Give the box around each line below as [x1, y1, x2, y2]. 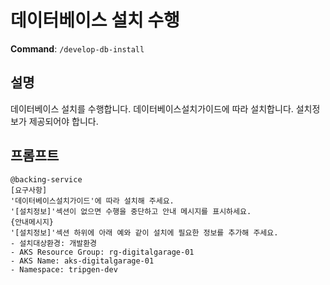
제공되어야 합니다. [28, 115, 99, 127]
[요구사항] [10, 185, 48, 195]
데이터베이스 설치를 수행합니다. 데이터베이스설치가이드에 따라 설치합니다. [10, 102, 294, 115]
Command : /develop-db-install [10, 42, 145, 55]
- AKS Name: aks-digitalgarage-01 [10, 256, 155, 266]
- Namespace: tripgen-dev [10, 264, 118, 275]
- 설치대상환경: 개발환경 [10, 238, 98, 248]
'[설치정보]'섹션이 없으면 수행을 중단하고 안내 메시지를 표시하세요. [10, 206, 252, 216]
